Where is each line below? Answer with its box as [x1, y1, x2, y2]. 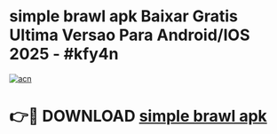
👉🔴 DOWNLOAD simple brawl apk [9, 106, 268, 126]
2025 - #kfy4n [9, 44, 119, 64]
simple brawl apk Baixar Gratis [9, 6, 238, 27]
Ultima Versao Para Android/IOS [9, 25, 250, 45]
